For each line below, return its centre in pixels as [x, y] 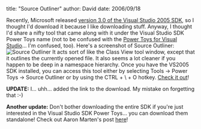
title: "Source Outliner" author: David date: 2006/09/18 [73, 9]
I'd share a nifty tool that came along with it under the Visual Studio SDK [95, 33]
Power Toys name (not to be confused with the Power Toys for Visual [92, 39]
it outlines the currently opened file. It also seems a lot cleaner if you [91, 58]
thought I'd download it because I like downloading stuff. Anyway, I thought [99, 27]
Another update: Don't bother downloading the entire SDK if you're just [95, 107]
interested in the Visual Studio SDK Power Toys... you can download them [97, 113]
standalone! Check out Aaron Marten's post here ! [67, 119]
